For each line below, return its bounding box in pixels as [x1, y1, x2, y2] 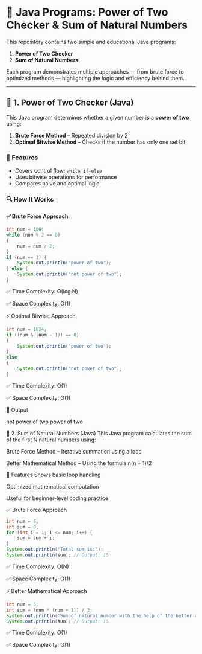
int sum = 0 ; [6, 524, 39, 530]
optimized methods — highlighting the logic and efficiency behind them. [6, 74, 185, 82]
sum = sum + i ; [17, 535, 55, 541]
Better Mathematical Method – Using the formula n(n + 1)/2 [6, 459, 152, 467]
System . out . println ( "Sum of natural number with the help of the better [6, 612, 192, 618]
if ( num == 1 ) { [6, 254, 47, 260]
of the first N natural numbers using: [6, 436, 96, 443]
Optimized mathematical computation [6, 482, 99, 490]
